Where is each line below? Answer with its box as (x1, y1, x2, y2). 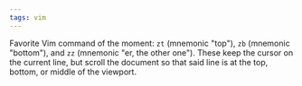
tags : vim (9, 13, 47, 22)
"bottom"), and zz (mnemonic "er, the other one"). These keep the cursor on (9, 47, 294, 58)
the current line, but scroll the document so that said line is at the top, (9, 56, 269, 67)
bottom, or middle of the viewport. (9, 66, 137, 77)
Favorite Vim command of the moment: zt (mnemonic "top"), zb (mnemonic (9, 38, 291, 48)
